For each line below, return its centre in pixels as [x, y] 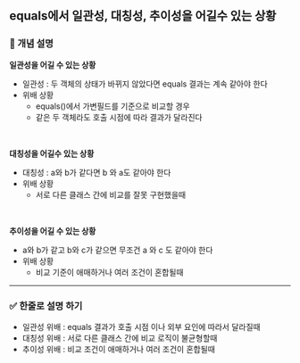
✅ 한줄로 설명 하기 [46, 306]
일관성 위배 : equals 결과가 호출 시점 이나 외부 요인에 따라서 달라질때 [141, 326]
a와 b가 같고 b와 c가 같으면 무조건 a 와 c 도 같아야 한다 [117, 250]
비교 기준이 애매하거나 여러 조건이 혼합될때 [110, 272]
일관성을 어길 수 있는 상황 [53, 64]
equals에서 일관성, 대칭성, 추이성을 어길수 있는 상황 [143, 16]
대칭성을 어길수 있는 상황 [52, 153]
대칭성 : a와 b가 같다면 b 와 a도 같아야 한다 [96, 172]
